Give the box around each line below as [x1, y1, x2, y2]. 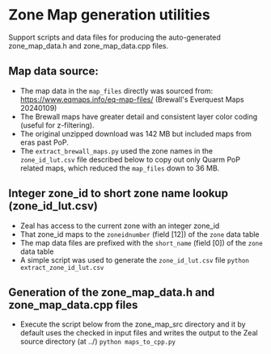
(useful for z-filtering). [19, 120, 95, 130]
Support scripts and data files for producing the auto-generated [8, 32, 221, 42]
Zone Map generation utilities [8, 6, 210, 24]
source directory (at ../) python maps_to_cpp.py [19, 337, 176, 347]
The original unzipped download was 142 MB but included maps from [19, 129, 252, 138]
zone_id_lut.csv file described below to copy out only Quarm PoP [19, 154, 241, 164]
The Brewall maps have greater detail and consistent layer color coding [19, 112, 258, 121]
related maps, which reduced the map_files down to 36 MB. [19, 163, 220, 173]
